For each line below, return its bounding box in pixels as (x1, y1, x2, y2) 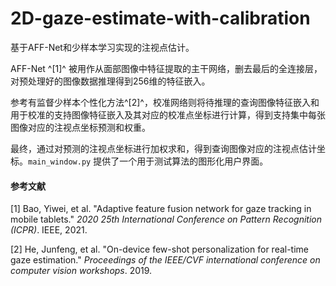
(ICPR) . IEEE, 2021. (10, 224, 88, 236)
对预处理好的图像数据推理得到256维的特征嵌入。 (10, 75, 211, 87)
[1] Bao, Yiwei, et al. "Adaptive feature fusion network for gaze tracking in (10, 203, 312, 215)
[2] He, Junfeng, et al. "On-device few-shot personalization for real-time (10, 243, 310, 256)
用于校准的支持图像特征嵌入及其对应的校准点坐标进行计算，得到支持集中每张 (10, 108, 326, 121)
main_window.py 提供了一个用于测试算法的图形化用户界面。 (28, 155, 269, 167)
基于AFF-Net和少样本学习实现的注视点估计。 (10, 41, 195, 53)
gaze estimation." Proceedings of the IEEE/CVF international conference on (10, 254, 321, 266)
